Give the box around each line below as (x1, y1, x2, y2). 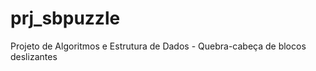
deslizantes (10, 50, 58, 62)
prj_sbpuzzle (10, 7, 121, 30)
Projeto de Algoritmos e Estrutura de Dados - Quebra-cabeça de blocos (10, 40, 307, 52)
